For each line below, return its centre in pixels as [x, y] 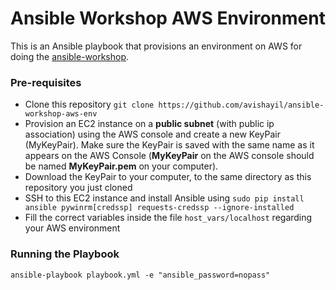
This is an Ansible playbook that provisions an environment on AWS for [156, 46]
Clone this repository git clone [89, 104]
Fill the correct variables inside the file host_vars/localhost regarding [168, 218]
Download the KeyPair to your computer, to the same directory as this [168, 177]
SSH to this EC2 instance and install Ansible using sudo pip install [164, 198]
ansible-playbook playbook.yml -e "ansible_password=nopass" [140, 275]
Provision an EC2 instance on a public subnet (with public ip [149, 124]
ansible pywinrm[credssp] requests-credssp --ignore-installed [159, 208]
